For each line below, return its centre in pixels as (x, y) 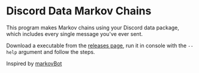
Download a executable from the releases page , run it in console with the (97, 45)
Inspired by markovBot (34, 63)
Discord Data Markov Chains (79, 11)
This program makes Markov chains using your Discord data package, (93, 28)
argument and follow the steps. (57, 51)
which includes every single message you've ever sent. (74, 34)
